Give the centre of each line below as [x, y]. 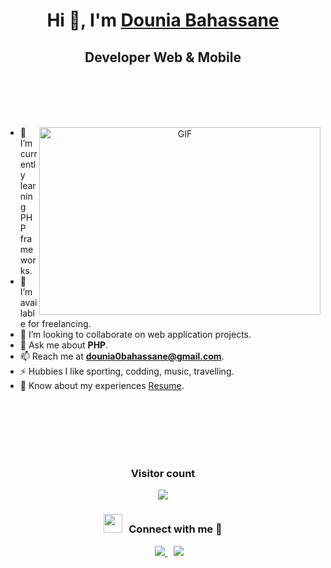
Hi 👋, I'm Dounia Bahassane [163, 20]
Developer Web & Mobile [163, 57]
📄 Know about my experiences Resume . [102, 385]
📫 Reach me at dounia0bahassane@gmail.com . [122, 356]
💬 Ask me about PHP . [64, 345]
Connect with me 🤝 [175, 529]
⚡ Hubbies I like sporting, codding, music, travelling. [127, 371]
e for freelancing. [55, 323]
